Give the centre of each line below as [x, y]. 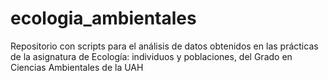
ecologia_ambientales [103, 18]
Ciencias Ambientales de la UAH [77, 67]
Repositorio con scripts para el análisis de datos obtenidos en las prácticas [164, 46]
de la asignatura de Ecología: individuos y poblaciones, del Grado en [151, 56]
